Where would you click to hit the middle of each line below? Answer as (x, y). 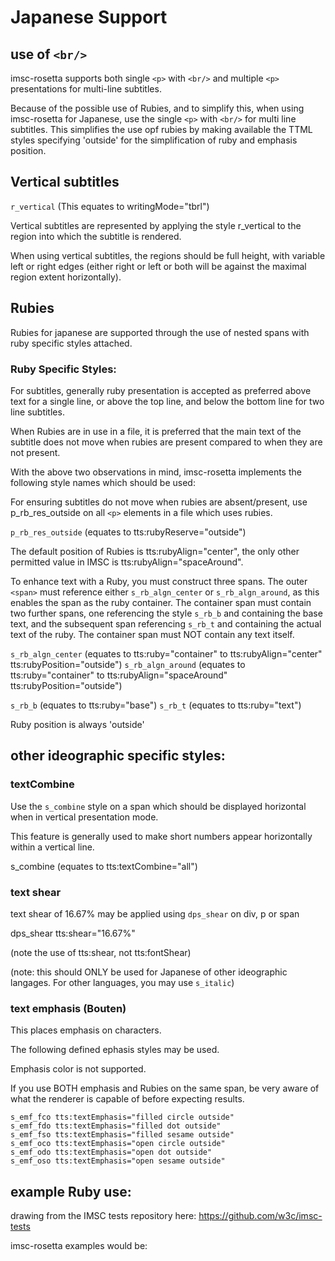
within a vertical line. (52, 847)
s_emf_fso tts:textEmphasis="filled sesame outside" (122, 1135)
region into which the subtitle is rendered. (96, 236)
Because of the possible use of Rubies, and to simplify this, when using (157, 108)
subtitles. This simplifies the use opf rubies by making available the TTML (161, 129)
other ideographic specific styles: (118, 756)
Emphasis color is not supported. (78, 1069)
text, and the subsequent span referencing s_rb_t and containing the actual (166, 623)
